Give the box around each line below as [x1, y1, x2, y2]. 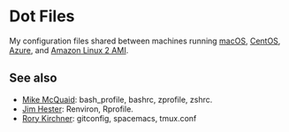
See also [9, 71, 57, 86]
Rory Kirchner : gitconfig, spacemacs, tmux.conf [21, 113, 197, 123]
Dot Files [9, 6, 75, 27]
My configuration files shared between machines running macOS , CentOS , [9, 35, 281, 46]
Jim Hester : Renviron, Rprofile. [21, 104, 134, 114]
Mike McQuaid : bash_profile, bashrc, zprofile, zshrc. [21, 94, 213, 105]
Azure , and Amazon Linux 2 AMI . [9, 44, 129, 55]
